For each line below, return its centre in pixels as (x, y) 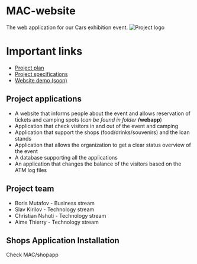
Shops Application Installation (63, 241)
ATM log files (31, 170)
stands (23, 138)
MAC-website (41, 11)
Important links (44, 51)
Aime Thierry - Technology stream (56, 222)
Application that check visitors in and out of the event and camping (96, 126)
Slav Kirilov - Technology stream (54, 209)
